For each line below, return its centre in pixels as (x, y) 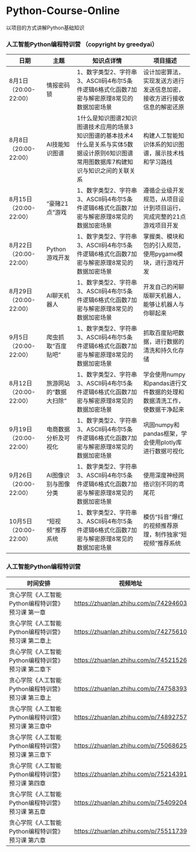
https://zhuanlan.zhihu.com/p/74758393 (130, 688)
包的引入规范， (164, 245)
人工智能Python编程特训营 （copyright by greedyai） (82, 44)
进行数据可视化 (164, 451)
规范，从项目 (161, 199)
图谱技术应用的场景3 (105, 127)
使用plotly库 (165, 442)
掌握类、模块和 (164, 237)
